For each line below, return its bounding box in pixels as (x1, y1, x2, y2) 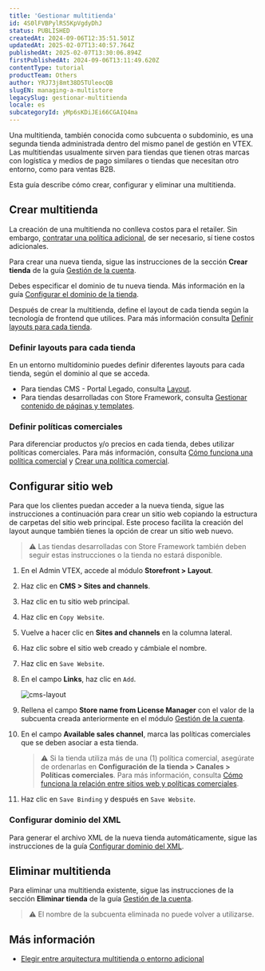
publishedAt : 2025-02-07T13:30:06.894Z (9, 49, 142, 57)
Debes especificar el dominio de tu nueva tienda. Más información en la (9, 281, 246, 291)
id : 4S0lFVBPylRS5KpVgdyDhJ (9, 19, 103, 27)
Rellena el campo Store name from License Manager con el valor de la (20, 705, 255, 715)
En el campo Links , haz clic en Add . (20, 674, 136, 684)
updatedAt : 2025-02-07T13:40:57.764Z (9, 42, 135, 50)
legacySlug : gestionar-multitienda (9, 94, 128, 102)
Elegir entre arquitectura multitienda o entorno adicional (20, 954, 204, 964)
